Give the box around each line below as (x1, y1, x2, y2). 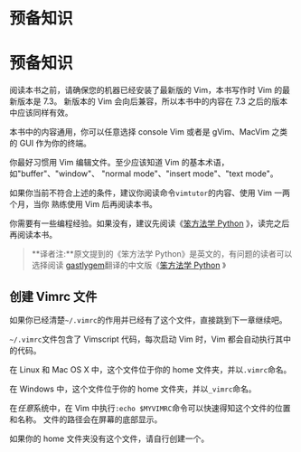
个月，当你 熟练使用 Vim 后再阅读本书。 (9, 199, 158, 210)
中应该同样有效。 (9, 108, 73, 118)
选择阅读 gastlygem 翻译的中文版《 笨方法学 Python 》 (31, 259, 227, 271)
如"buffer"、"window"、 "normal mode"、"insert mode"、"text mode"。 (9, 168, 278, 179)
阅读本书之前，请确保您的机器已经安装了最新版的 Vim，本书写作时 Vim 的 (9, 85, 283, 96)
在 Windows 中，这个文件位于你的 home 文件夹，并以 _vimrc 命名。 (9, 383, 257, 394)
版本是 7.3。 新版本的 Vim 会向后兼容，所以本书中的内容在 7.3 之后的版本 (16, 96, 287, 107)
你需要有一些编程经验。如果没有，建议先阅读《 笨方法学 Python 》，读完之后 (9, 218, 290, 229)
